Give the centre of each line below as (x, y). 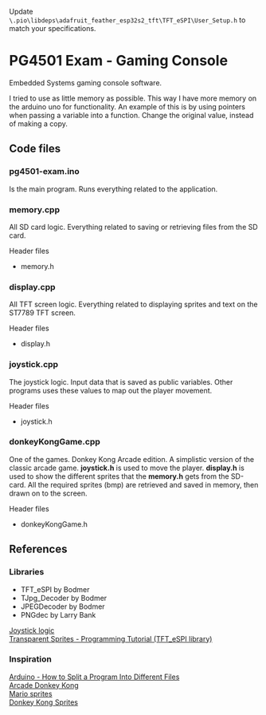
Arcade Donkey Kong (44, 685)
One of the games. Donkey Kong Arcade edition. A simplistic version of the (131, 459)
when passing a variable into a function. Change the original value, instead (131, 115)
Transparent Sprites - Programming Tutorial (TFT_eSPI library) (111, 638)
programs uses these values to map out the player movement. (111, 390)
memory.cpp (35, 209)
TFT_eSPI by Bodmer (55, 589)
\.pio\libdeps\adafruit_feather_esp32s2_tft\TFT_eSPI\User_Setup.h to (127, 20)
